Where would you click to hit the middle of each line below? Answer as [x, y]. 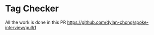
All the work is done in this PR [36, 22]
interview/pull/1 [21, 27]
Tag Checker [32, 9]
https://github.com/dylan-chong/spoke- [108, 22]
